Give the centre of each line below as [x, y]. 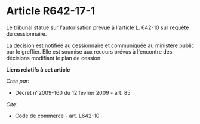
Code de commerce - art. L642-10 [57, 116]
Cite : [12, 104]
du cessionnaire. [27, 33]
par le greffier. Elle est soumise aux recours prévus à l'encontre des [89, 51]
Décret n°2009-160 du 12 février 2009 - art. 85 [73, 92]
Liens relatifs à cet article [38, 69]
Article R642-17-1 [51, 11]
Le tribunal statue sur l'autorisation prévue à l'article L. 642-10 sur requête [98, 27]
